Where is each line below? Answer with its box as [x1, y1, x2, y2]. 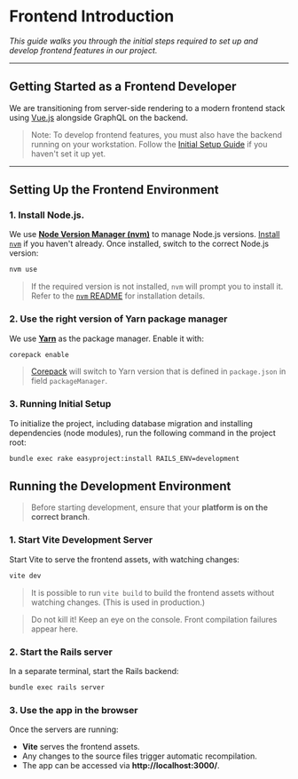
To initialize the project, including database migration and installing [9, 417, 253, 428]
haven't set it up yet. [30, 148, 106, 159]
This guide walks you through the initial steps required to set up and [9, 36, 259, 46]
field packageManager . [30, 376, 108, 386]
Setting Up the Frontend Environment [9, 182, 219, 197]
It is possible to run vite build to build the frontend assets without [30, 587, 275, 598]
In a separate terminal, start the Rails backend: [9, 665, 179, 676]
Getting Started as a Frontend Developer [9, 79, 237, 94]
